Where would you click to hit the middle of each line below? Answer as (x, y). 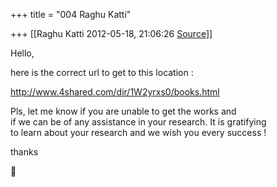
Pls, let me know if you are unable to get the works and (123, 111)
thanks (24, 152)
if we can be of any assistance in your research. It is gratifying (138, 122)
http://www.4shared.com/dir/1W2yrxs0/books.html (115, 92)
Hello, (22, 53)
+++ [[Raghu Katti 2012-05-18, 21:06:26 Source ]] (111, 33)
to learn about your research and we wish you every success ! (138, 132)
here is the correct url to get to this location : (102, 72)
